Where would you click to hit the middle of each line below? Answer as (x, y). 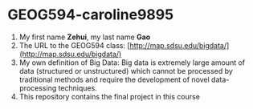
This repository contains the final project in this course (109, 96)
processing (38, 88)
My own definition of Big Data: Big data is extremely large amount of (132, 63)
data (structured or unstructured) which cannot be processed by (126, 71)
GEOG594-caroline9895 (91, 15)
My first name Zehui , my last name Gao (85, 37)
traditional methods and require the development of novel (114, 79)
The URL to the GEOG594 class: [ (74, 45)
